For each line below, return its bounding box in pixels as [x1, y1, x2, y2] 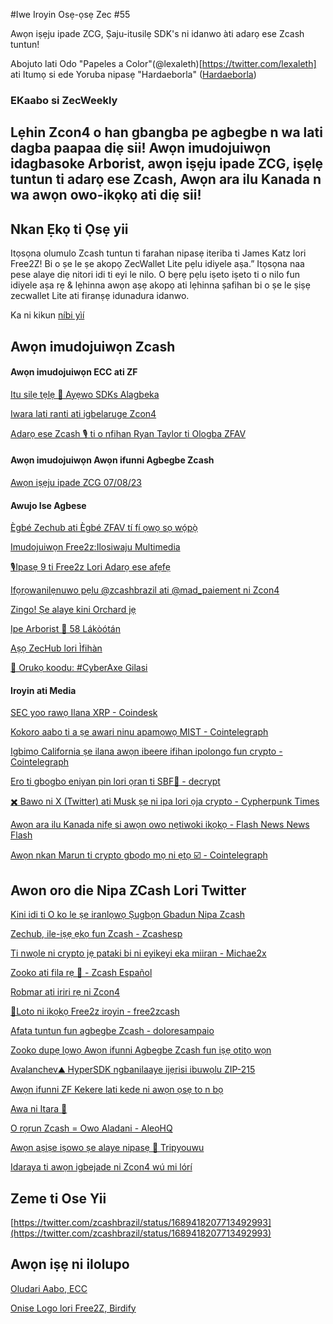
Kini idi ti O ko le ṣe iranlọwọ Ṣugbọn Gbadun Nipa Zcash [10, 909, 246, 921]
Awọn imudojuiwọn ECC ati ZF [10, 366, 138, 378]
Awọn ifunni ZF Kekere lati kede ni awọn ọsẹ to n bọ [10, 1084, 224, 1096]
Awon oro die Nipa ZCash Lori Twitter [10, 882, 247, 899]
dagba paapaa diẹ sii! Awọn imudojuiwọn [10, 140, 272, 157]
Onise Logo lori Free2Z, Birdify [10, 1302, 137, 1314]
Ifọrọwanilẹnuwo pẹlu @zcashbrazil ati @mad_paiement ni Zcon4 [10, 584, 280, 596]
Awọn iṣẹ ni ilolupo [10, 1256, 130, 1273]
